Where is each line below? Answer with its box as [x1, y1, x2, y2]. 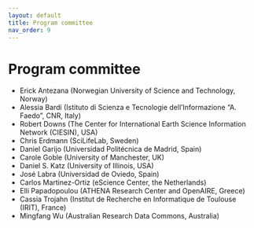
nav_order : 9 [8, 26, 51, 34]
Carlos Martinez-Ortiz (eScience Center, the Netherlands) [19, 178, 207, 187]
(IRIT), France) [19, 203, 67, 212]
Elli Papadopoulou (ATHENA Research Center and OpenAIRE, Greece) [19, 186, 245, 196]
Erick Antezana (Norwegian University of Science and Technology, [19, 86, 236, 95]
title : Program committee [8, 19, 93, 27]
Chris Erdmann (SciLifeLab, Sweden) [19, 136, 139, 145]
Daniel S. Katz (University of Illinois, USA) [19, 161, 155, 171]
